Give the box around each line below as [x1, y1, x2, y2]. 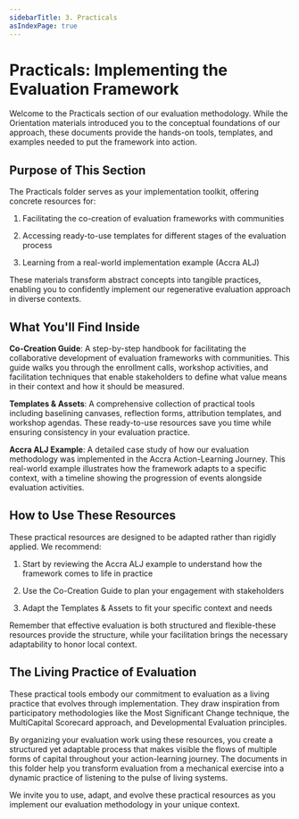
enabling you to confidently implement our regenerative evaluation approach [9, 284, 291, 295]
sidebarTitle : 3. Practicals [9, 13, 118, 22]
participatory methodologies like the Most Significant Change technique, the [9, 707, 290, 718]
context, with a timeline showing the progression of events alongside [9, 472, 262, 483]
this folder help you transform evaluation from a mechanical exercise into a [9, 763, 285, 773]
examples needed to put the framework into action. [9, 137, 198, 147]
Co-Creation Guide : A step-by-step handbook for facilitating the [9, 343, 247, 354]
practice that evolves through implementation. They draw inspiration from [9, 698, 280, 708]
